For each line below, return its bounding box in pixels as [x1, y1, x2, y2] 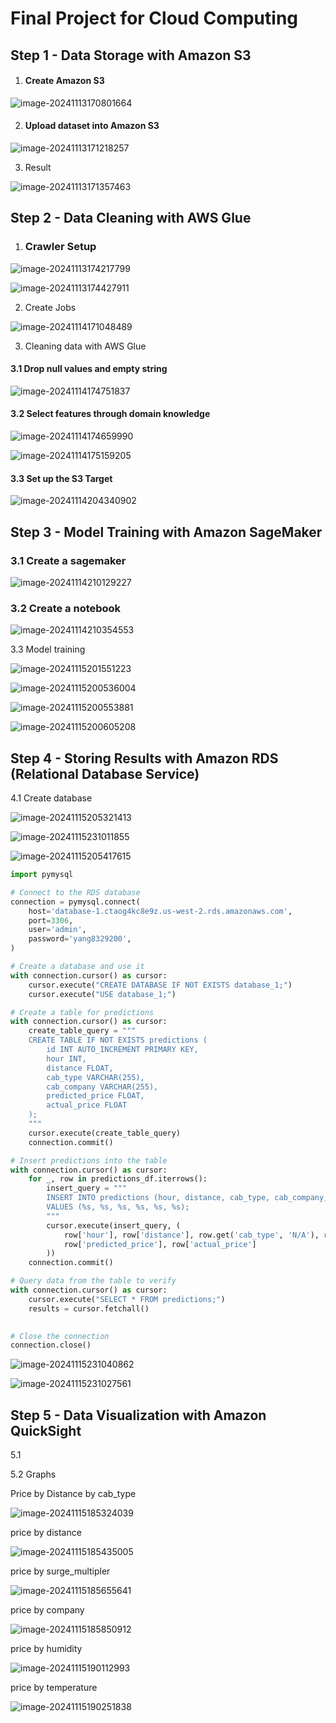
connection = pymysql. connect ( [10, 897, 141, 907]
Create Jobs [24, 301, 77, 313]
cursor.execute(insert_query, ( [46, 1220, 182, 1231]
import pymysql [10, 870, 74, 880]
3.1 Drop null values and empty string [10, 363, 168, 375]
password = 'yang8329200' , [28, 934, 132, 944]
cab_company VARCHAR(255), [46, 1082, 159, 1092]
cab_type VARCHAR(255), [46, 1072, 145, 1082]
